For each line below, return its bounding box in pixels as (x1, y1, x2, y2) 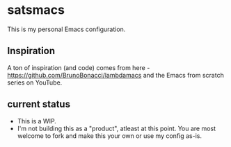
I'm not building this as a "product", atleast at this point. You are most (17, 124, 216, 132)
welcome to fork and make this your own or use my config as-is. (17, 131, 202, 140)
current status (7, 98, 71, 110)
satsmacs (7, 2, 65, 18)
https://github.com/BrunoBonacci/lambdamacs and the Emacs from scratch (7, 71, 224, 79)
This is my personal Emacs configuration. (7, 25, 126, 33)
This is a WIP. (17, 116, 57, 125)
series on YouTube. (7, 78, 63, 87)
